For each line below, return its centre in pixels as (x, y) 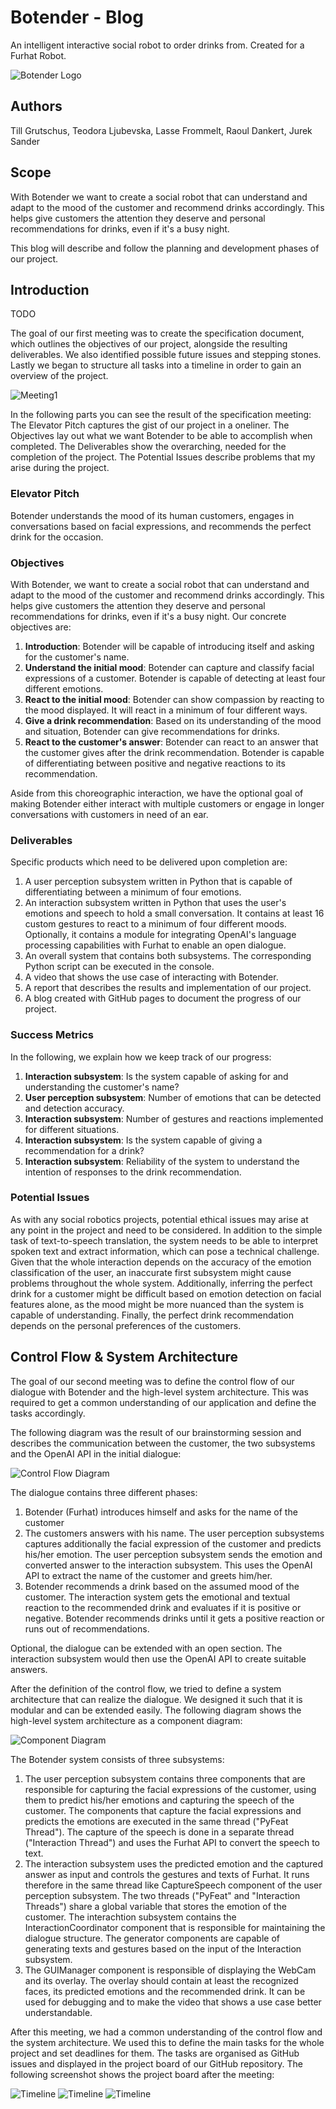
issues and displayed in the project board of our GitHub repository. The (156, 2063)
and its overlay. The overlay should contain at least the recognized (161, 1980)
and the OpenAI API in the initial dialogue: (96, 1453)
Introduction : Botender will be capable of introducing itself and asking (169, 646)
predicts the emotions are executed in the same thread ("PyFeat (156, 1821)
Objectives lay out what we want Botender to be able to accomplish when (161, 436)
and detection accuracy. (74, 1108)
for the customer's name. (77, 657)
